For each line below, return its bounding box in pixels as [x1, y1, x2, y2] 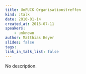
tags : [5, 44, 16, 49]
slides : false [5, 40, 35, 45]
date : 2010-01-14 [5, 16, 41, 21]
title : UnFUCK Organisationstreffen [5, 7, 81, 12]
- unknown [14, 30, 35, 35]
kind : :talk [5, 12, 30, 17]
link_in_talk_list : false [5, 49, 59, 54]
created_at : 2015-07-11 [5, 21, 55, 26]
